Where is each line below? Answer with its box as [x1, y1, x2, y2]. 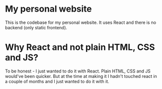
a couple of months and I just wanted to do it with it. [5, 78, 110, 84]
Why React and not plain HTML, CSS [5, 42, 155, 53]
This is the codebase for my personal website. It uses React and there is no [5, 19, 156, 25]
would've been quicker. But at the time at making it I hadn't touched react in [5, 73, 157, 79]
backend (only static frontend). [5, 24, 67, 30]
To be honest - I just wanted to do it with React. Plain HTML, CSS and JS [5, 68, 151, 74]
